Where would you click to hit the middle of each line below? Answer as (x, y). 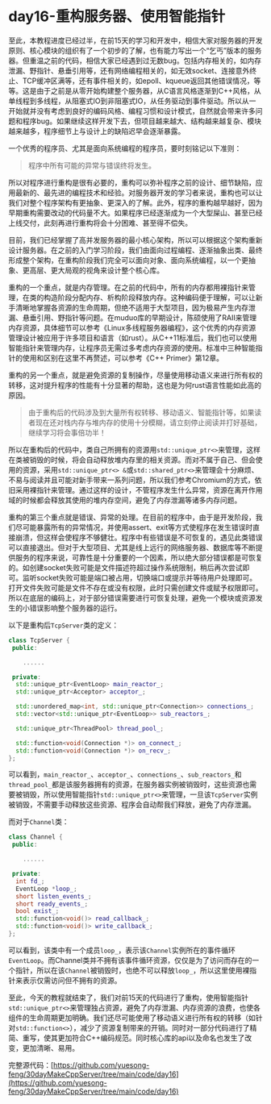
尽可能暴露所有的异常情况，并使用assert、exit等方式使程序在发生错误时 (134, 527)
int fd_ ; (30, 881)
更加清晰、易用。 (50, 1048)
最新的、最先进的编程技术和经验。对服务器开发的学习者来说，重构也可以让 (139, 192)
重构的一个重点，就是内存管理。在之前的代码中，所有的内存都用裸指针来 (128, 287)
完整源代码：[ (31, 1064)
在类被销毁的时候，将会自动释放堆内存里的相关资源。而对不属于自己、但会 (132, 460)
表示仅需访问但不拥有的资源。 (72, 980)
